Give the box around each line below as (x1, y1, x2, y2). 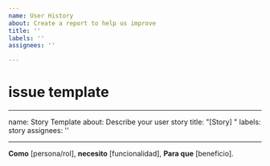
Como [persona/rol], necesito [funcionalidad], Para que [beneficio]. (8, 149, 235, 159)
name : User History (8, 11, 74, 20)
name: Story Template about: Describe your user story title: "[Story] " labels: (8, 117, 261, 127)
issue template (8, 83, 110, 101)
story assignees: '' (8, 126, 70, 136)
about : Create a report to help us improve (8, 19, 157, 27)
